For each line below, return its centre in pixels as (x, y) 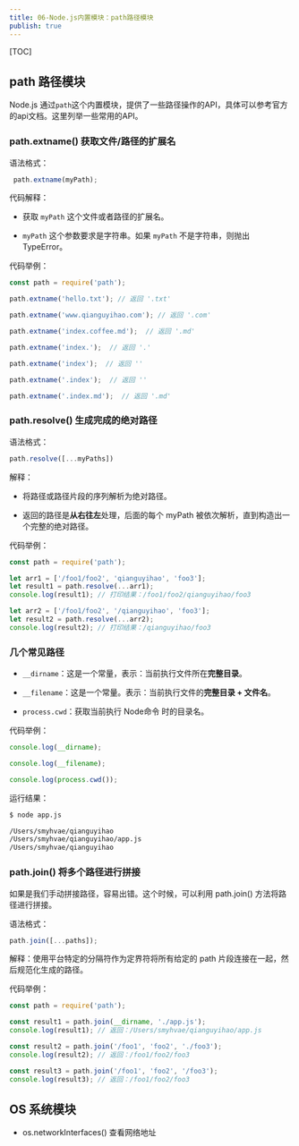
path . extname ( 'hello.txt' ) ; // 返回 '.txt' (90, 299)
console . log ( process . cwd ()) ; (64, 779)
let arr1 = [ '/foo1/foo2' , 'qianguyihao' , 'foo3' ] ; (107, 578)
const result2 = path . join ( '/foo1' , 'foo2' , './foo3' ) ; (115, 1047)
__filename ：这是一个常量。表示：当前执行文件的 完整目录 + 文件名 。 (149, 692)
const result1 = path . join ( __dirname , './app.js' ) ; (107, 1022)
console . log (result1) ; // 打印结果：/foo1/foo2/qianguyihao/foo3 (130, 595)
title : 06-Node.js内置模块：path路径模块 (81, 17)
